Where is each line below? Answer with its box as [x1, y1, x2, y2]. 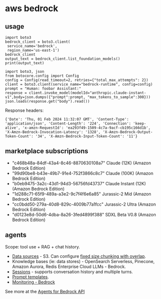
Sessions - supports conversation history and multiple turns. [12, 268, 133, 275]
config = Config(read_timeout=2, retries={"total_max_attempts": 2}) [5, 78, 149, 83]
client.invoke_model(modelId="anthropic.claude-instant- [29, 90, 146, 95]
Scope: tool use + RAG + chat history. [5, 244, 80, 249]
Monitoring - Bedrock [12, 279, 55, 285]
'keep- [133, 121, 146, 126]
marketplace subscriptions [5, 147, 88, 156]
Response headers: [5, 107, 44, 113]
